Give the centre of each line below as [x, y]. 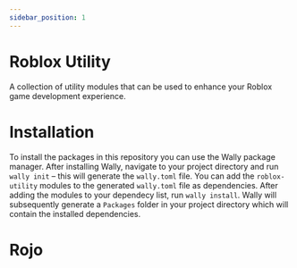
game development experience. [68, 96]
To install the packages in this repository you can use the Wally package [142, 156]
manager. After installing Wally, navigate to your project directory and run [144, 166]
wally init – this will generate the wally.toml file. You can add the [132, 176]
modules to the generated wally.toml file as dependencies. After [159, 185]
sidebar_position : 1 [48, 17]
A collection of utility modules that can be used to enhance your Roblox [141, 87]
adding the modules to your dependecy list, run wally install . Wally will [143, 195]
